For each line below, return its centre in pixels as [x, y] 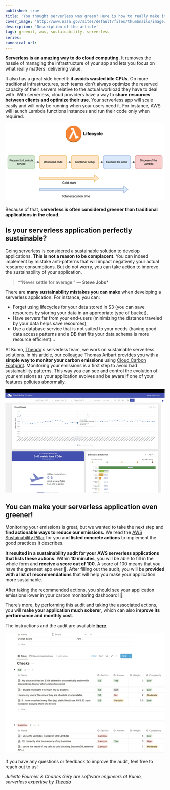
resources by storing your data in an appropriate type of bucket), [80, 313]
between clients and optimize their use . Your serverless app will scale [79, 100]
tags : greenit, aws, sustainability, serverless [57, 32]
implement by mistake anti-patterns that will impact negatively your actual [82, 261]
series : [13, 38]
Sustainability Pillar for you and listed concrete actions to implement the [81, 538]
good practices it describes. [35, 543]
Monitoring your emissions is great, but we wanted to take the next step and [84, 527]
